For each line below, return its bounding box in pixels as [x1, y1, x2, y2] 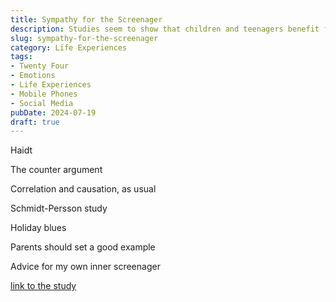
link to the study [10, 280, 77, 292]
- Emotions [10, 71, 56, 81]
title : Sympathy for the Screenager [10, 14, 163, 25]
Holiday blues [10, 222, 67, 234]
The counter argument [10, 164, 103, 176]
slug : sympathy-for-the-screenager [10, 33, 159, 43]
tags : [10, 52, 33, 62]
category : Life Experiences [10, 42, 128, 53]
